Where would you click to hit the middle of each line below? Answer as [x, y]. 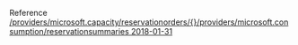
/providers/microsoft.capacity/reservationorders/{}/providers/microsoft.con [149, 22]
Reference [28, 13]
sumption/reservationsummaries [70, 31]
